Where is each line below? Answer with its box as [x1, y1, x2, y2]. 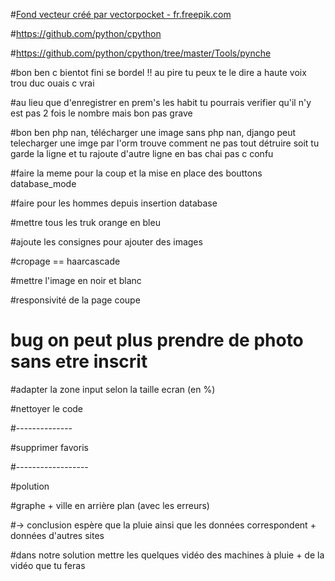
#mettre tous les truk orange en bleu [10, 217, 161, 228]
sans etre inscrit [10, 350, 148, 373]
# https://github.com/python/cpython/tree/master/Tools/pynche [10, 47, 272, 59]
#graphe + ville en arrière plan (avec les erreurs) [10, 499, 210, 511]
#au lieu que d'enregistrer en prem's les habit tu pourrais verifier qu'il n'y [10, 97, 312, 108]
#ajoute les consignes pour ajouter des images [10, 236, 203, 248]
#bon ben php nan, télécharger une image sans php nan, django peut [10, 127, 297, 138]
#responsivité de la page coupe [10, 294, 141, 306]
